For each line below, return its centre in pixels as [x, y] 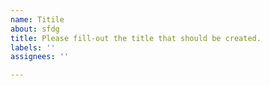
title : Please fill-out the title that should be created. [136, 38]
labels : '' [33, 47]
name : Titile [37, 19]
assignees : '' [40, 57]
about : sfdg [35, 29]
